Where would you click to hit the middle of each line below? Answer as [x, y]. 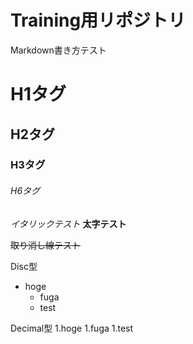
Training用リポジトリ [98, 20]
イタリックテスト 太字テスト [68, 223]
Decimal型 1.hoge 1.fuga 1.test [72, 328]
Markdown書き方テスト [58, 50]
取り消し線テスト [45, 245]
